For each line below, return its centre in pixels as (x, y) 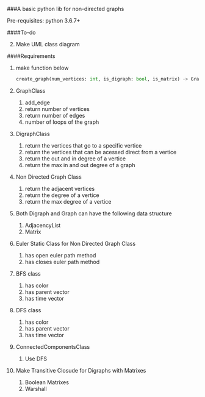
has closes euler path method (62, 262)
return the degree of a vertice (62, 195)
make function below (42, 68)
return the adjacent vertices (60, 188)
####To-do (21, 32)
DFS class (28, 310)
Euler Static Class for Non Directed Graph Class (76, 243)
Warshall (36, 388)
